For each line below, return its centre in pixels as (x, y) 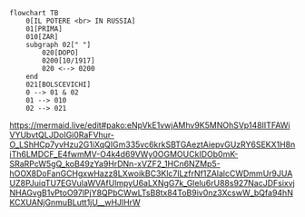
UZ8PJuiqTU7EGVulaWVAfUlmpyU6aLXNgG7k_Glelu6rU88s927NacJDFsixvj (152, 183)
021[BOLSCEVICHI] (59, 84)
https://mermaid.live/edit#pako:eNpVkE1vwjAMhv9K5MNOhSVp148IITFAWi (150, 125)
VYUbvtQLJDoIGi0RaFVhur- (62, 135)
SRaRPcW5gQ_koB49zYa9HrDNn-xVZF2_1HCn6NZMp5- (115, 164)
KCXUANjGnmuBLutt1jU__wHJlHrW (75, 202)
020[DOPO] (60, 53)
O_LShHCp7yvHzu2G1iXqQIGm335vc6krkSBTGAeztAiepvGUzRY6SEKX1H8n (152, 144)
